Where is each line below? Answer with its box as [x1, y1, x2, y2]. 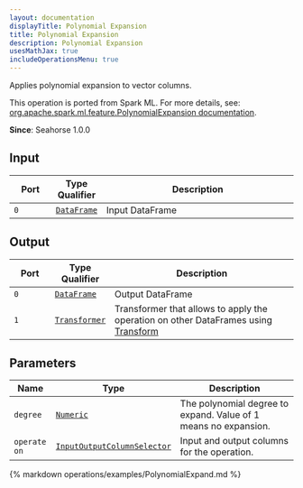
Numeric [55, 410, 88, 420]
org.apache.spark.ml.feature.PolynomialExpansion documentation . [9, 107, 257, 117]
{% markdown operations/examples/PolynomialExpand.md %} [9, 469, 242, 480]
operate [14, 437, 47, 447]
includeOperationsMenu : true [9, 55, 119, 64]
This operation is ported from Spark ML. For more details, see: [9, 97, 241, 108]
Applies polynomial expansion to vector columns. [9, 80, 192, 90]
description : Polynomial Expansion [9, 38, 143, 48]
